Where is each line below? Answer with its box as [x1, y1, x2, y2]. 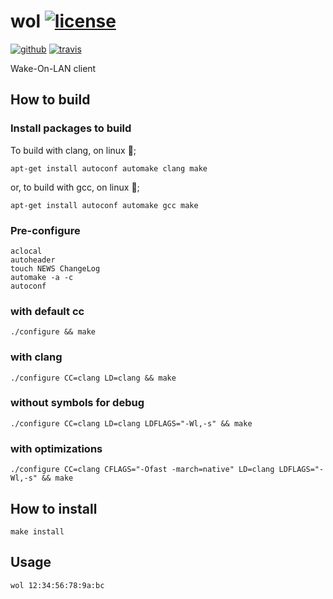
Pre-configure [10, 223, 81, 237]
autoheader [10, 255, 56, 265]
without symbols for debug [10, 396, 145, 410]
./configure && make [10, 327, 97, 337]
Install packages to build [10, 121, 132, 135]
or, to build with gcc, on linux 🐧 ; [10, 181, 140, 193]
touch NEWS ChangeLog [10, 263, 101, 274]
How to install [10, 500, 98, 517]
